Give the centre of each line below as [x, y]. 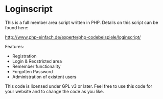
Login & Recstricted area [37, 61]
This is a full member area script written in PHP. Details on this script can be [81, 22]
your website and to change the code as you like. [55, 91]
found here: [17, 27]
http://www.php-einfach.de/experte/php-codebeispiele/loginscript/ [73, 37]
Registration [24, 56]
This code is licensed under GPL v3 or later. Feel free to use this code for [79, 86]
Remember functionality [36, 66]
